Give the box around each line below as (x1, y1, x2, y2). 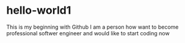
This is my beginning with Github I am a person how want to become (6, 23, 179, 30)
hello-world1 (6, 4, 71, 17)
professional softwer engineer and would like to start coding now (6, 29, 170, 36)
